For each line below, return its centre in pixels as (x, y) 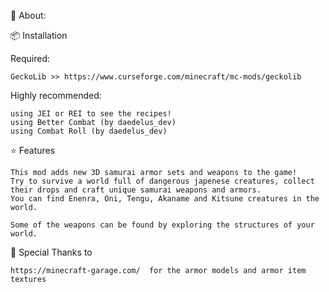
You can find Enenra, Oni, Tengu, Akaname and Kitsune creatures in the (165, 199)
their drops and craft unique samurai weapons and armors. (136, 190)
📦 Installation (39, 35)
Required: (30, 58)
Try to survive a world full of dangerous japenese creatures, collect (162, 181)
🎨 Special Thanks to (51, 252)
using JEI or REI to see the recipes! (91, 114)
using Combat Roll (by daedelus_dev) (89, 131)
